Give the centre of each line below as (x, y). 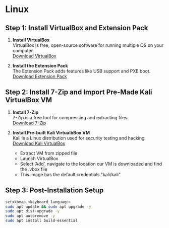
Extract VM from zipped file (49, 153)
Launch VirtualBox (39, 158)
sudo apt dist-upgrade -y (32, 211)
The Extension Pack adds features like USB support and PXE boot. (81, 71)
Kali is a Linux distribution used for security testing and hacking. (79, 138)
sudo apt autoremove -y (30, 216)
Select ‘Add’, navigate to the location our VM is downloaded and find (91, 164)
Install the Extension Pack (40, 66)
